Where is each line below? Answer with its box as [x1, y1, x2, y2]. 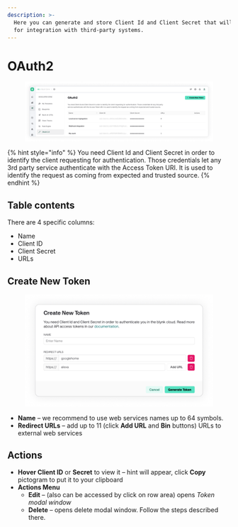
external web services [17, 428, 83, 437]
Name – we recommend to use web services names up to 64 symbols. [17, 413, 224, 422]
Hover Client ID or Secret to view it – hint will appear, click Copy [17, 468, 206, 477]
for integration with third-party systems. [13, 26, 144, 33]
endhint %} [7, 178, 40, 188]
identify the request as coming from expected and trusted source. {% [7, 171, 210, 180]
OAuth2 [7, 58, 55, 74]
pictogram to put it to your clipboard [17, 476, 123, 484]
